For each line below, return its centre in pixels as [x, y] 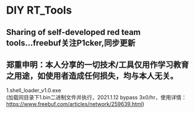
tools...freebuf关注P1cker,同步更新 [71, 43]
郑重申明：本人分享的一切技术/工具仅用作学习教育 [97, 65]
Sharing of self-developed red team [73, 32]
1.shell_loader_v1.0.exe [34, 91]
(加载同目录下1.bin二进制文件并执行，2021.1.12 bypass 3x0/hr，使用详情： [97, 98]
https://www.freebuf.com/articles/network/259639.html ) [75, 104]
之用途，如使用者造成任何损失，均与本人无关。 [92, 75]
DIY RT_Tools [39, 10]
